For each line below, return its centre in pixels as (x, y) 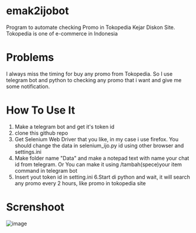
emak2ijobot (37, 11)
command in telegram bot (46, 170)
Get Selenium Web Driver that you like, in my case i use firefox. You (97, 139)
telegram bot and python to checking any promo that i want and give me (94, 80)
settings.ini (28, 151)
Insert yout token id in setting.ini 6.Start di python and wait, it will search (102, 177)
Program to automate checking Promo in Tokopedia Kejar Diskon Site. (91, 27)
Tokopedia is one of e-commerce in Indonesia (62, 33)
